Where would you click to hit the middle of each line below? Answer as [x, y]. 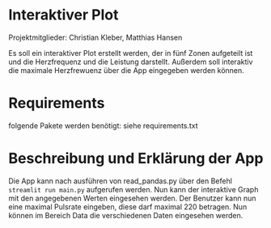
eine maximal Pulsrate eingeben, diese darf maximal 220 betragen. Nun [128, 206]
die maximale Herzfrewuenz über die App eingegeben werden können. [126, 70]
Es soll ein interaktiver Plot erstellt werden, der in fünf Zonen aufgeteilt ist [131, 53]
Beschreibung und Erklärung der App [136, 159]
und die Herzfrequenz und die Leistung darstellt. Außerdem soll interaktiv [131, 62]
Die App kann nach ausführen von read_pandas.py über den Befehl [121, 181]
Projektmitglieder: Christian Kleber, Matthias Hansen [95, 37]
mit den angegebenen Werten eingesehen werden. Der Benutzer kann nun [132, 198]
